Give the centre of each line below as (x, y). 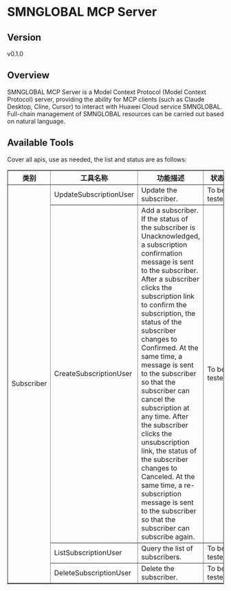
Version (24, 37)
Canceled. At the (168, 476)
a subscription (164, 245)
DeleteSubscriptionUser (93, 572)
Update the (159, 190)
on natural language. (36, 121)
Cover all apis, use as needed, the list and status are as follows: (97, 159)
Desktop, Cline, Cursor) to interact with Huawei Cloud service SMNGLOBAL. (115, 107)
